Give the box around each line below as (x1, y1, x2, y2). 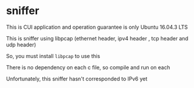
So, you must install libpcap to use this (6, 52, 100, 59)
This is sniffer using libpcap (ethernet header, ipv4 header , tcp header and (6, 35, 189, 42)
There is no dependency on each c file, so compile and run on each (6, 63, 170, 71)
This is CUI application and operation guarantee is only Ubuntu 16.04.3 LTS (6, 23, 188, 31)
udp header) (6, 41, 37, 48)
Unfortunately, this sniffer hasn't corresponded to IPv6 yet (6, 75, 147, 82)
